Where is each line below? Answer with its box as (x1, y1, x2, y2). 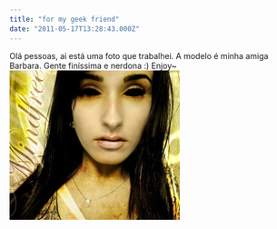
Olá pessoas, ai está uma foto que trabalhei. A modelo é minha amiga (9, 50, 269, 61)
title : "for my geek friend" (9, 15, 120, 24)
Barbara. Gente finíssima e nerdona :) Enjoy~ (9, 60, 177, 71)
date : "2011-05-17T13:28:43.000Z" (9, 24, 141, 34)
